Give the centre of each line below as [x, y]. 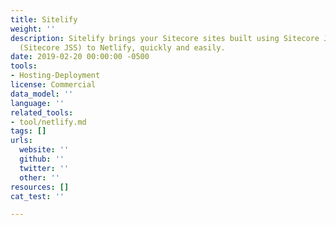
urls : [21, 141]
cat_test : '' [37, 196]
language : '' [37, 103]
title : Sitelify [44, 19]
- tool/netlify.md [48, 122]
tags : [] [28, 131]
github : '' [42, 159]
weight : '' [33, 29]
